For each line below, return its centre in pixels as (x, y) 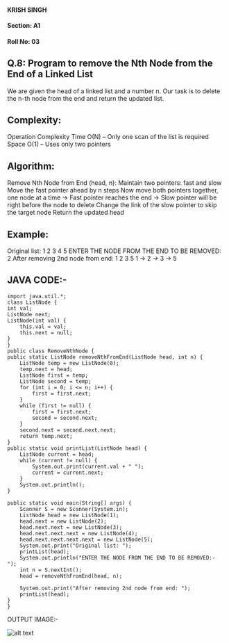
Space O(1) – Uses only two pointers (59, 144)
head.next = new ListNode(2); (63, 521)
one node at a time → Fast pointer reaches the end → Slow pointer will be (112, 197)
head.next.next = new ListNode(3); (71, 527)
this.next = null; (46, 333)
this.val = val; (43, 327)
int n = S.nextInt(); (51, 570)
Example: (28, 234)
